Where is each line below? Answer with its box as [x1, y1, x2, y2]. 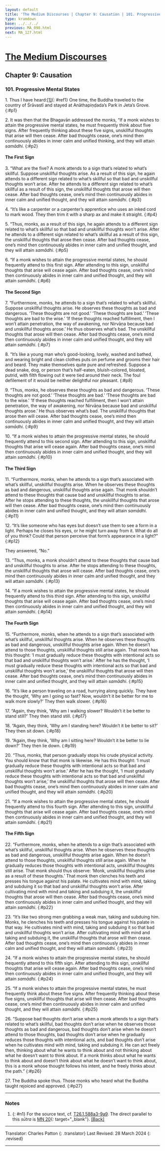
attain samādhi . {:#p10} [5, 454, 53, 460]
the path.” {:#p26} [5, 1068, 42, 1074]
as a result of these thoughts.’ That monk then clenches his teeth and [5, 873, 145, 879]
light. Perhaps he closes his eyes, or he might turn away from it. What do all [5, 528, 158, 534]
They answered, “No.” [5, 548, 50, 554]
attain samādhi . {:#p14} [5, 609, 53, 615]
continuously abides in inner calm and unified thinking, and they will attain [5, 137, 155, 143]
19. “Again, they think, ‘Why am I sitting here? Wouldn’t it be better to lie [5, 737, 149, 743]
